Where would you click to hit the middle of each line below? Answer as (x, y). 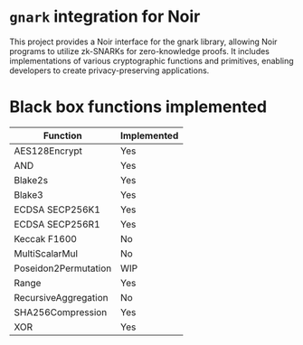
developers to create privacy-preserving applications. (109, 70)
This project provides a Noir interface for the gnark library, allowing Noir (143, 42)
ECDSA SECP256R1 (57, 224)
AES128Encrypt (48, 151)
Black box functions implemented (138, 107)
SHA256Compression (61, 312)
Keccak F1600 (45, 238)
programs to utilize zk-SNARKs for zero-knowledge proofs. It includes (139, 51)
